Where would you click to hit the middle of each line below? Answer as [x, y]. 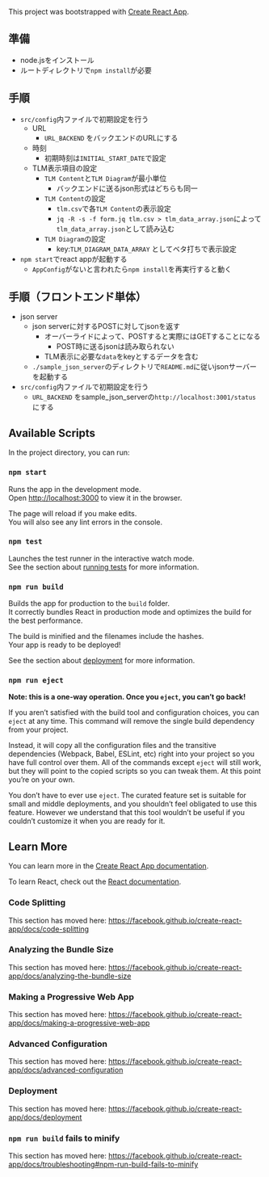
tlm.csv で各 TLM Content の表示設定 [114, 208]
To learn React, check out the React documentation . [95, 882]
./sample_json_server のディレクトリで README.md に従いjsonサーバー [144, 367]
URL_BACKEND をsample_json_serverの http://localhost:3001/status [144, 397]
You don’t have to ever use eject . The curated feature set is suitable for [127, 796]
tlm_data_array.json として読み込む [116, 229]
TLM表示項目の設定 [65, 168]
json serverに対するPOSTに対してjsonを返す [106, 326]
